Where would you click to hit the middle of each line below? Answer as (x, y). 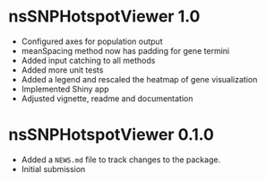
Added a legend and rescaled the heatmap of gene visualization (139, 79)
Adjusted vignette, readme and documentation (107, 98)
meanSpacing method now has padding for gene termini (125, 50)
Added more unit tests (62, 70)
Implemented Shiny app (65, 89)
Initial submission (53, 169)
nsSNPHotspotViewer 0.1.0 (111, 135)
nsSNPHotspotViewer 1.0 (104, 17)
